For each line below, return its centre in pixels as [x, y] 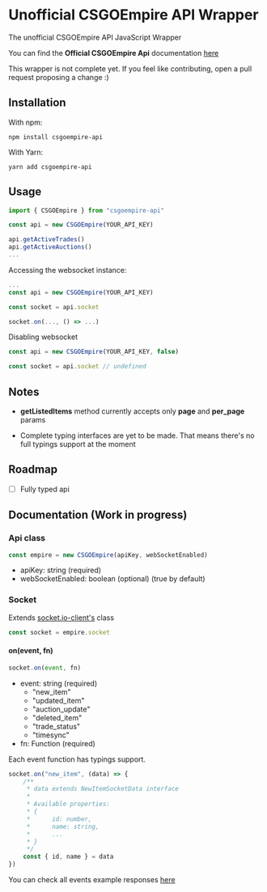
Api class [27, 538]
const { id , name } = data [68, 857]
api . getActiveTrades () [47, 240]
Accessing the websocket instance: [68, 270]
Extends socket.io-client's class [61, 618]
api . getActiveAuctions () [50, 247]
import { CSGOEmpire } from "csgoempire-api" [86, 210]
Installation [37, 103]
